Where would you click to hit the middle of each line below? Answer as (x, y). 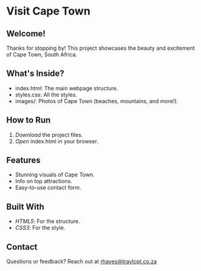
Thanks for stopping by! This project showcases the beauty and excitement (101, 48)
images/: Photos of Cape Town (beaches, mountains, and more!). (97, 101)
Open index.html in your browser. (56, 141)
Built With (25, 206)
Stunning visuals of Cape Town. (55, 175)
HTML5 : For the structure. (47, 221)
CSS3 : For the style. (40, 228)
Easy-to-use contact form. (48, 188)
